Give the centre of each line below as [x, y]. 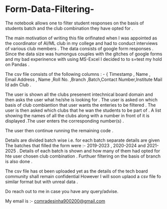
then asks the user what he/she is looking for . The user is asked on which [82, 100]
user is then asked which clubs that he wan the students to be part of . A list [83, 110]
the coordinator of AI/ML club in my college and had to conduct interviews [82, 43]
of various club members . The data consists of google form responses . [79, 48]
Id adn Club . [18, 85]
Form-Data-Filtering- [50, 9]
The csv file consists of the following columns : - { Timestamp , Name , [78, 74]
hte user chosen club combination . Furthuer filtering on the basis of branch [83, 156]
